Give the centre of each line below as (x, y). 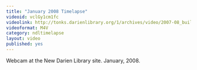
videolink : (19, 22)
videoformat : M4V (27, 28)
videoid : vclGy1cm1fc (33, 17)
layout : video (23, 38)
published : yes (25, 44)
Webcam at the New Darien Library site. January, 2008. (73, 60)
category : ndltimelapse (35, 33)
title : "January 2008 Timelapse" (47, 11)
